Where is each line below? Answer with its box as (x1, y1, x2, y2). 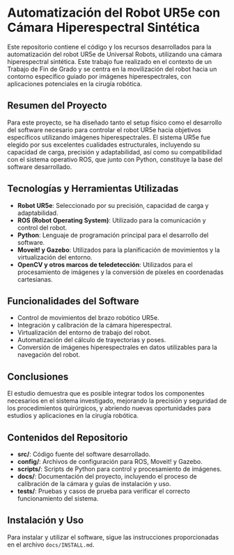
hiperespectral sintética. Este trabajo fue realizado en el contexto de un (7, 57, 212, 65)
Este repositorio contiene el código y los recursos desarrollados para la (7, 42, 212, 51)
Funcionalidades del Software (7, 295, 139, 307)
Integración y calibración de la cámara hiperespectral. (17, 321, 173, 330)
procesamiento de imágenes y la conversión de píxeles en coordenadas (17, 268, 224, 276)
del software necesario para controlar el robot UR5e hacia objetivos (7, 125, 201, 134)
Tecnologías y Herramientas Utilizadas (7, 183, 179, 195)
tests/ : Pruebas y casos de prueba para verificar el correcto (17, 487, 190, 495)
